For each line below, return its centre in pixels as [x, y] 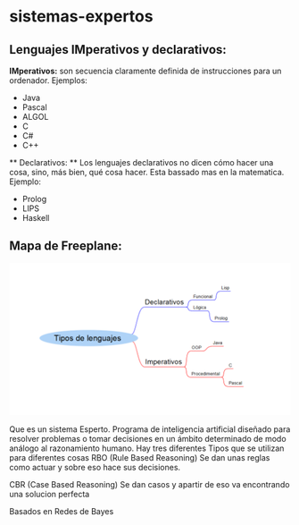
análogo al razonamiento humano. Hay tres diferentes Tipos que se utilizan [147, 448]
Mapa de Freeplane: [66, 246]
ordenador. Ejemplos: [48, 80]
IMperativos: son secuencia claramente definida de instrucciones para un [145, 71]
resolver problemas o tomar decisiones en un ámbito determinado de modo [148, 439]
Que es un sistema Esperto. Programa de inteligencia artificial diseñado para [150, 429]
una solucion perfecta [50, 495]
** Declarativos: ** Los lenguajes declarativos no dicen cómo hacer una [141, 162]
